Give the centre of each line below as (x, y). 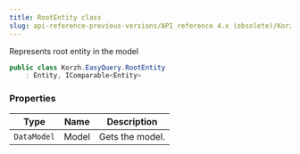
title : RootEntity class (55, 17)
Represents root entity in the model (74, 51)
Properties (33, 99)
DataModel (34, 136)
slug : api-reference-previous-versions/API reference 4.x (119, 26)
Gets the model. (132, 136)
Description (132, 121)
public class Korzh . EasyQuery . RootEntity (87, 68)
